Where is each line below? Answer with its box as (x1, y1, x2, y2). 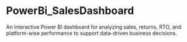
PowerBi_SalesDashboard (6, 4, 134, 17)
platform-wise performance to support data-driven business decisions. (6, 29, 177, 36)
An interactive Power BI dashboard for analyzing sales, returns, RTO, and (6, 23, 182, 30)
